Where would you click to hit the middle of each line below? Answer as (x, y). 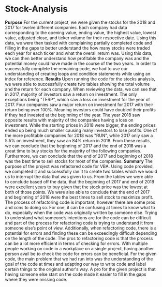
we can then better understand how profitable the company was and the (77, 58)
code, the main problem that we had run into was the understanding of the (79, 259)
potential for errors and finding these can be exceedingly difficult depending (81, 233)
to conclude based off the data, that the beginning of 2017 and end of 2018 (80, 181)
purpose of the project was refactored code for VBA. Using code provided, (79, 166)
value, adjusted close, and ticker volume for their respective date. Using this (81, 38)
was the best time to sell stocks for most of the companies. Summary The (79, 161)
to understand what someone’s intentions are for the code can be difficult (78, 218)
